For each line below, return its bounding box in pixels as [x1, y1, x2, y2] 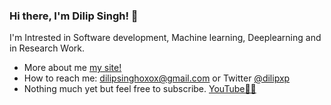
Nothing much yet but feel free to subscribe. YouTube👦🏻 [23, 83, 257, 95]
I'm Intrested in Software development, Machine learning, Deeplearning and [9, 32, 322, 44]
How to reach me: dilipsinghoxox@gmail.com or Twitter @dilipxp [23, 72, 291, 84]
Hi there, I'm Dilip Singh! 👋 [9, 9, 139, 23]
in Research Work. [9, 42, 86, 54]
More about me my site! [23, 62, 122, 74]
